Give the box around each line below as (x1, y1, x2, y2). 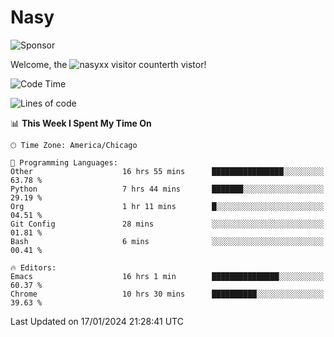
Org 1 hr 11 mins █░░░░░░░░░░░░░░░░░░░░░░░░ (10, 201, 325, 211)
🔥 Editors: (10, 262, 57, 273)
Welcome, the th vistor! (10, 58, 207, 70)
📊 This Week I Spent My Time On (10, 117, 152, 129)
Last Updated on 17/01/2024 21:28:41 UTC (10, 315, 184, 327)
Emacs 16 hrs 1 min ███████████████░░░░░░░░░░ (10, 271, 325, 281)
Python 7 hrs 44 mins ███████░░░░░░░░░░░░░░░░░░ (10, 184, 325, 194)
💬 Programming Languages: (10, 157, 118, 168)
